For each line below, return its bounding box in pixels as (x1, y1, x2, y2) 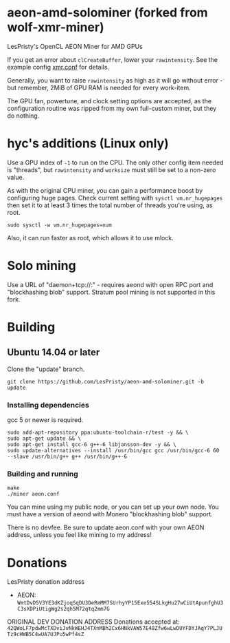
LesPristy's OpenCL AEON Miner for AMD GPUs (7, 42, 143, 50)
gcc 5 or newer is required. (7, 416, 84, 424)
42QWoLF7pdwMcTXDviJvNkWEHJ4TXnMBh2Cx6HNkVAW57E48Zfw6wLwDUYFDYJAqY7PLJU (7, 625, 223, 632)
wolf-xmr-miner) (7, 19, 104, 35)
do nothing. (7, 112, 40, 120)
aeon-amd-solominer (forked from (7, 5, 208, 21)
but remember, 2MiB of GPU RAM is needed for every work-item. (7, 83, 191, 92)
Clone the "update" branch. (7, 365, 85, 373)
